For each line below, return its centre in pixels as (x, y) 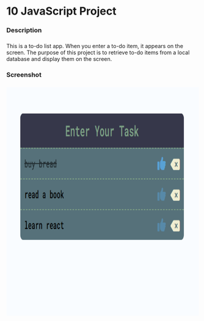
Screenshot (24, 74)
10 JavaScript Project (61, 11)
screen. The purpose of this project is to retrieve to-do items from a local (98, 52)
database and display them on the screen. (59, 59)
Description (24, 30)
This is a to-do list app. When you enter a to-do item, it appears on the (95, 46)
